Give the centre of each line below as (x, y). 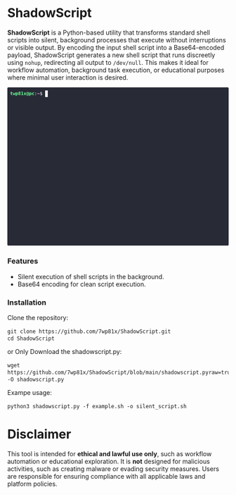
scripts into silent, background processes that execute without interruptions (117, 39)
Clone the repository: (38, 318)
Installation (27, 302)
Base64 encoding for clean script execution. (81, 284)
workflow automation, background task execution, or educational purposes (116, 70)
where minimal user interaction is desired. (68, 77)
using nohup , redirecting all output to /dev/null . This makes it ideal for (108, 62)
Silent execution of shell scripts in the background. (91, 276)
